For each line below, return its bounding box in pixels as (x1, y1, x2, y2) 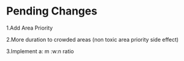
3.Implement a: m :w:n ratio (6, 47, 74, 55)
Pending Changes (6, 4, 98, 18)
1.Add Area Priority (6, 24, 53, 31)
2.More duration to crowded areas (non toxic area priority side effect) (6, 36, 179, 43)
